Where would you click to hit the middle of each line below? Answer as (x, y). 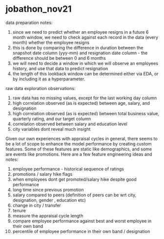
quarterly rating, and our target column (52, 119)
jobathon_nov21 (39, 9)
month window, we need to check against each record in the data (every (85, 37)
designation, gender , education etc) (49, 200)
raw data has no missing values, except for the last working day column (85, 98)
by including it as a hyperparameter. (49, 79)
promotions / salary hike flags (42, 174)
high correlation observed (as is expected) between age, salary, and (81, 103)
